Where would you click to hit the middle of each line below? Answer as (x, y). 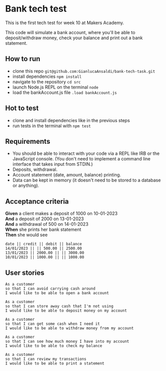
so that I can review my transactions (46, 359)
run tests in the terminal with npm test (52, 126)
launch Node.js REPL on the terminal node (55, 87)
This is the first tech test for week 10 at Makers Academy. (65, 23)
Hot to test (22, 108)
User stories (25, 273)
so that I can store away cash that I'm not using (59, 306)
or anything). (26, 185)
